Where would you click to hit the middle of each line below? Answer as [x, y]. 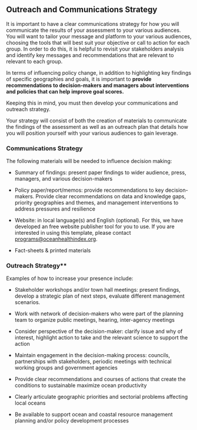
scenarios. [27, 302]
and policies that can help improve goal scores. [65, 91]
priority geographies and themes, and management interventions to [96, 203]
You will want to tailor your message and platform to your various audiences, [99, 36]
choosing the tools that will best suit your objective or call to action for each [98, 42]
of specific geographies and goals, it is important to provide [79, 79]
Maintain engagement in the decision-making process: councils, [92, 355]
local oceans [30, 403]
